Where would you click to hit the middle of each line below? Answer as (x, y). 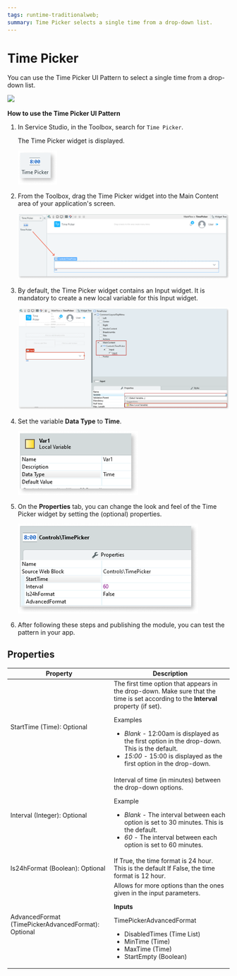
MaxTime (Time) (148, 949)
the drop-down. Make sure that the (165, 691)
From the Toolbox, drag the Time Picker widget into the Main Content (118, 196)
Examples (128, 720)
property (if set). (138, 706)
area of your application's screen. (66, 204)
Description (170, 674)
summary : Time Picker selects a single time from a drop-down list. (110, 22)
